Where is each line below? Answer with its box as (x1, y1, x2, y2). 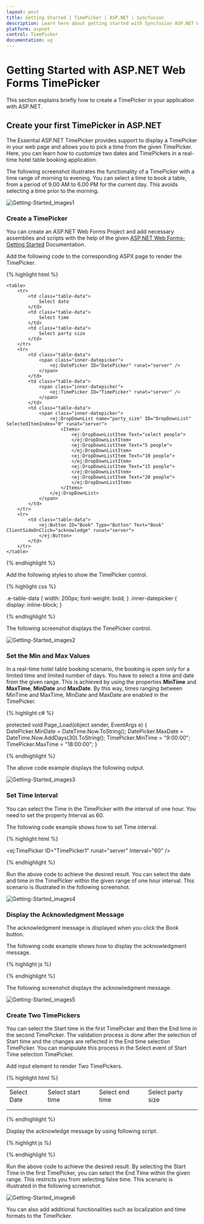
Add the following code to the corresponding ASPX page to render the (6, 253, 182, 260)
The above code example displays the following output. (6, 764, 144, 772)
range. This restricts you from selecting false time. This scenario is (6, 1176, 173, 1183)
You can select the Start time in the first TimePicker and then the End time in (6, 1025, 197, 1032)
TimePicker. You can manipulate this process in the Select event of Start (6, 1044, 187, 1052)
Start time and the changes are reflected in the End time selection (6, 1038, 171, 1045)
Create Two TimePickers (6, 1011, 81, 1019)
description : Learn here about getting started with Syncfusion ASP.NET (6, 20, 194, 26)
